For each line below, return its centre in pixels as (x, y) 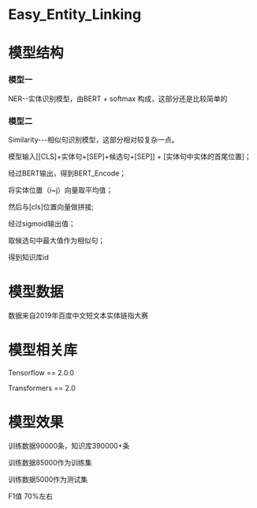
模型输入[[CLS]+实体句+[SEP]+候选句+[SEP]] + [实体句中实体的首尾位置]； (130, 156)
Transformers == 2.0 (42, 388)
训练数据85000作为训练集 (50, 462)
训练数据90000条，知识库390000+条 (69, 446)
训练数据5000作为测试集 (48, 479)
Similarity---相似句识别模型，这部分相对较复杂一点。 (93, 139)
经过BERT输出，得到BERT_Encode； (67, 173)
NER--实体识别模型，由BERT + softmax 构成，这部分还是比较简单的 (118, 98)
